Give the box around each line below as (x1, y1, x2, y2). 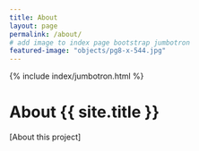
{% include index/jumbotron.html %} (9, 71, 144, 81)
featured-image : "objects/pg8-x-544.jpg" (9, 46, 167, 55)
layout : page (9, 21, 58, 30)
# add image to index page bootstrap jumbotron (9, 38, 191, 47)
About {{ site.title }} (9, 102, 160, 122)
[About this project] (9, 131, 82, 143)
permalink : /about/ (9, 29, 82, 38)
